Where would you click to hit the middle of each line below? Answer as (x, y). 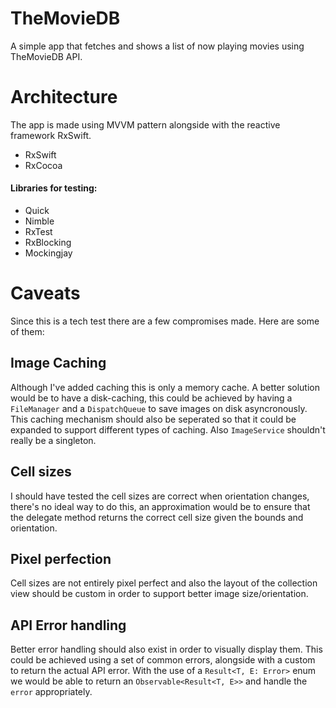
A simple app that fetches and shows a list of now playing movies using (157, 46)
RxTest (38, 232)
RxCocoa (43, 165)
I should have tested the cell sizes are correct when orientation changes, (160, 496)
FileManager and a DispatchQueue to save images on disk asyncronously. (159, 408)
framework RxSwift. (51, 135)
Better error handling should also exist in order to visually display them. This (166, 649)
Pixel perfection (61, 559)
